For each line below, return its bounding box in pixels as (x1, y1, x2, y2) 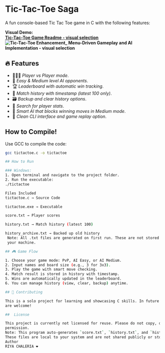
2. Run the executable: (5, 177, 54, 182)
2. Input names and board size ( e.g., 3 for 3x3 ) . (5, 262, 111, 267)
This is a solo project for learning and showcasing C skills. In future (5, 298, 160, 304)
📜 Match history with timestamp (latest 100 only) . (12, 90, 112, 96)
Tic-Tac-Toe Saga (5, 3, 79, 15)
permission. (5, 325, 29, 331)
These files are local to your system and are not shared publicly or (5, 335, 153, 340)
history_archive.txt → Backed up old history (5, 231, 100, 236)
